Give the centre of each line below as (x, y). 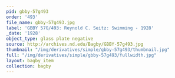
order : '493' (22, 17)
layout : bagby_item (30, 60)
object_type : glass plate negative (50, 39)
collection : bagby (29, 66)
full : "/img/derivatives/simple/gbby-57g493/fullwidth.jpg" (82, 55)
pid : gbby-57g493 (27, 11)
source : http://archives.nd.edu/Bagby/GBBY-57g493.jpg (75, 45)
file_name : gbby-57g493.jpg (41, 22)
